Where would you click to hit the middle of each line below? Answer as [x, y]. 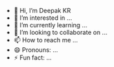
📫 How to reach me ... [46, 40]
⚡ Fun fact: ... [32, 57]
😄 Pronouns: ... [36, 50]
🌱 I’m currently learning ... [50, 25]
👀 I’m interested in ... [43, 18]
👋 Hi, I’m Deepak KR [42, 11]
